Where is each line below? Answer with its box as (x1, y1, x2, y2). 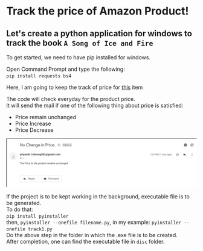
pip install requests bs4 (6, 73, 71, 79)
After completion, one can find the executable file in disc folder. (6, 238, 165, 245)
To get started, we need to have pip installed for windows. (6, 54, 151, 61)
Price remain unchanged (14, 114, 77, 120)
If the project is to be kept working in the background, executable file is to (6, 192, 190, 200)
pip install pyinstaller (6, 213, 69, 219)
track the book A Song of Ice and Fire (6, 37, 153, 48)
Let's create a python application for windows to (6, 28, 192, 39)
